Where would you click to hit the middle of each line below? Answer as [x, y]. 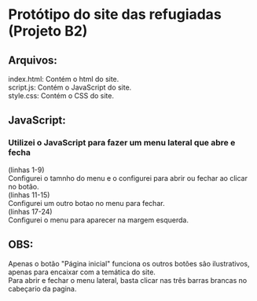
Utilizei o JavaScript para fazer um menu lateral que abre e [122, 143]
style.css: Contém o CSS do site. [61, 95]
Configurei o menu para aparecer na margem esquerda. [98, 220]
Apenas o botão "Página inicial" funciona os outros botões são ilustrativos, [129, 263]
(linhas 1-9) [26, 170]
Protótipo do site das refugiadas [115, 15]
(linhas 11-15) [29, 195]
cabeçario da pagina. [42, 288]
